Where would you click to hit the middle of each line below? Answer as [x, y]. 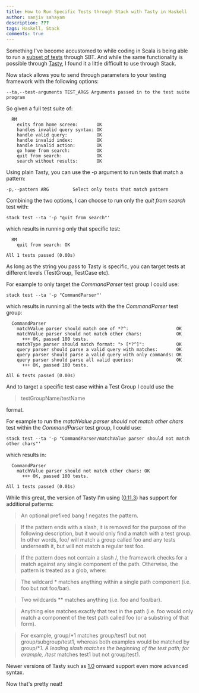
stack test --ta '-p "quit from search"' [58, 218]
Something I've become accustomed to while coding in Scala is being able [97, 51]
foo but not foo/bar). [46, 588]
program [16, 98]
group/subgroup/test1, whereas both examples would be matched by [105, 642]
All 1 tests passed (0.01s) [41, 487]
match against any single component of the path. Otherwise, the [99, 564]
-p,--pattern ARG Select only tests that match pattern [87, 189]
